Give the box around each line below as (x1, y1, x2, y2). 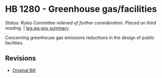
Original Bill (12, 67, 36, 73)
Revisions (5, 54, 36, 63)
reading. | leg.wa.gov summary (5, 25, 69, 31)
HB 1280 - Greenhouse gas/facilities (5, 3, 157, 15)
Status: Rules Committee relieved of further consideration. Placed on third (5, 20, 156, 26)
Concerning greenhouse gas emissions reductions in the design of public (5, 35, 155, 40)
